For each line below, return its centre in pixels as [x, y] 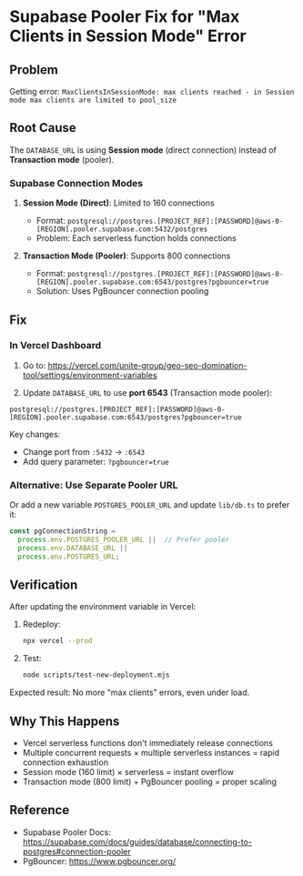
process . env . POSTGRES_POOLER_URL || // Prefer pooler [124, 539]
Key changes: [35, 434]
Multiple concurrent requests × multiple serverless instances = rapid [151, 752]
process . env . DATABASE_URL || [73, 548]
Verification [44, 584]
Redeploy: [41, 624]
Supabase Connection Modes [76, 183]
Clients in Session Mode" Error [128, 36]
